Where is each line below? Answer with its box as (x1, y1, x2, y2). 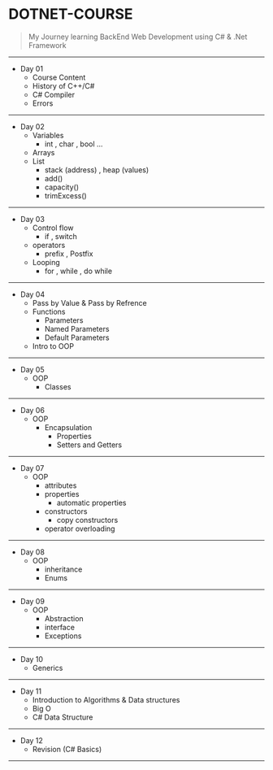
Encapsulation (44, 422, 93, 432)
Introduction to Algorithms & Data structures (32, 694, 180, 704)
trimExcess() (44, 190, 87, 200)
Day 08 (19, 546, 45, 557)
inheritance (44, 564, 83, 574)
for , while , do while (44, 266, 112, 276)
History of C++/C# (32, 80, 95, 90)
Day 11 (19, 686, 42, 696)
